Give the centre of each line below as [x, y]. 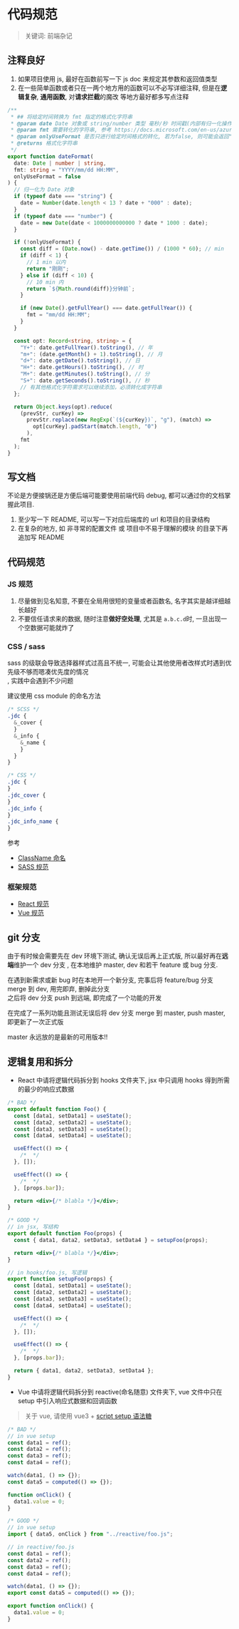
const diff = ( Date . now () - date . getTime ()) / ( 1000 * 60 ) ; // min [122, 249]
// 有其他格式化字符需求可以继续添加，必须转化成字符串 [91, 387]
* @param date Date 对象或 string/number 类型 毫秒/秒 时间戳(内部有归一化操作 [121, 123]
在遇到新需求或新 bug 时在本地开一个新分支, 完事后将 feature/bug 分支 [110, 980]
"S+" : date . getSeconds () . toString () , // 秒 [85, 381]
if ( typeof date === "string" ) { [63, 197]
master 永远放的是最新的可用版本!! [58, 1037]
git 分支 [24, 937]
